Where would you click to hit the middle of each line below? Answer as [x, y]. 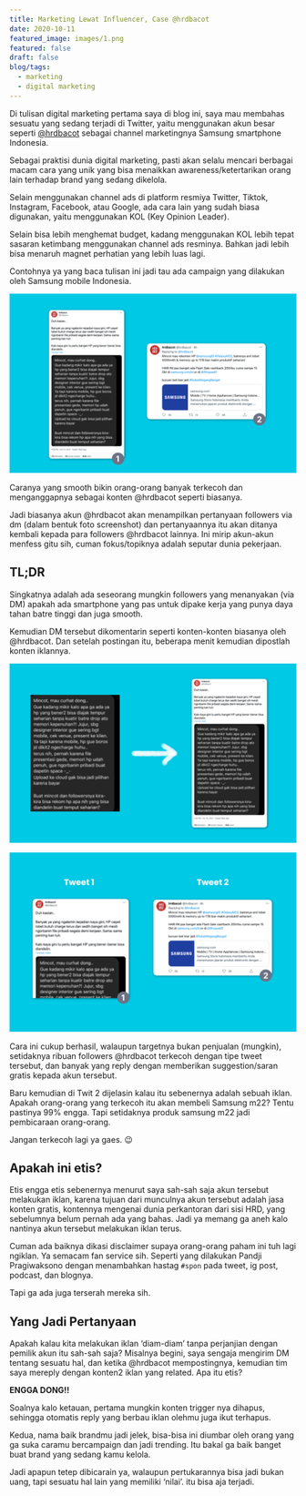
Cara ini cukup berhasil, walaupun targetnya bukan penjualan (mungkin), [146, 1046]
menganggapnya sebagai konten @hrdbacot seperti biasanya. [126, 497]
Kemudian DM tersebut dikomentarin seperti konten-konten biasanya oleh [148, 631]
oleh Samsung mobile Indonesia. [71, 280]
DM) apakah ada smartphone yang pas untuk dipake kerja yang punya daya [151, 604]
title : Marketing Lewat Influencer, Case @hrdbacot [109, 19]
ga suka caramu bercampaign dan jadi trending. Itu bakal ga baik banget [145, 1445]
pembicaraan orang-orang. [60, 1122]
